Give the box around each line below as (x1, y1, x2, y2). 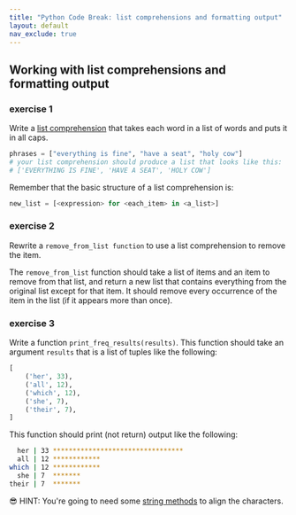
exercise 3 (9, 316, 55, 329)
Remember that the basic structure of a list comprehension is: (9, 182, 234, 192)
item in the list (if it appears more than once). (9, 294, 173, 306)
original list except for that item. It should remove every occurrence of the (9, 285, 277, 296)
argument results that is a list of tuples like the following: (9, 347, 218, 357)
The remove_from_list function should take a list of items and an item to (9, 267, 270, 277)
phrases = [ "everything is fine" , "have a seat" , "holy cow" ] (9, 150, 243, 159)
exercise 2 (9, 220, 55, 232)
